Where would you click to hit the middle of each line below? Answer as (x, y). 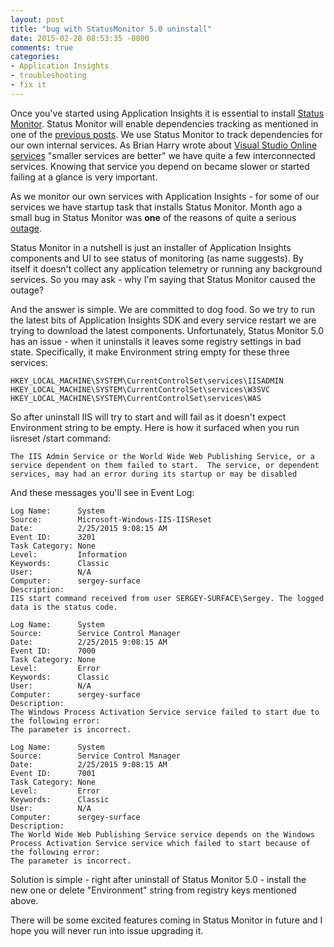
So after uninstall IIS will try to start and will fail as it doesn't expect (148, 417)
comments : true (42, 47)
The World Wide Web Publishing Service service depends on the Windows (162, 834)
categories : (35, 57)
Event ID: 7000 (53, 651)
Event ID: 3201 (53, 537)
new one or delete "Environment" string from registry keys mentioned (153, 890)
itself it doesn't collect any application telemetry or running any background (166, 268)
